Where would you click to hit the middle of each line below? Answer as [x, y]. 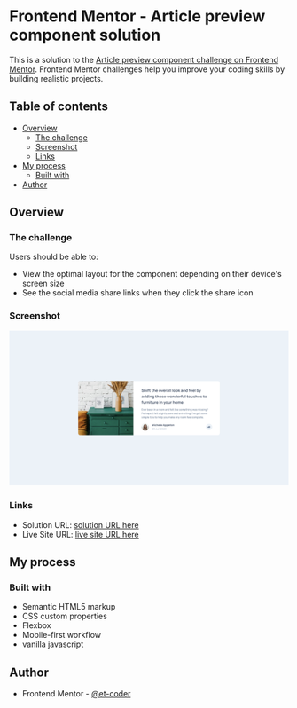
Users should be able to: [54, 257]
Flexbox [36, 625]
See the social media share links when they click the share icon [138, 293]
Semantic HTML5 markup [69, 607]
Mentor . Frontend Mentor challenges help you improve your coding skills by [147, 69]
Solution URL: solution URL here [80, 524]
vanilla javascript [53, 644]
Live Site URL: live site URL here [80, 534]
